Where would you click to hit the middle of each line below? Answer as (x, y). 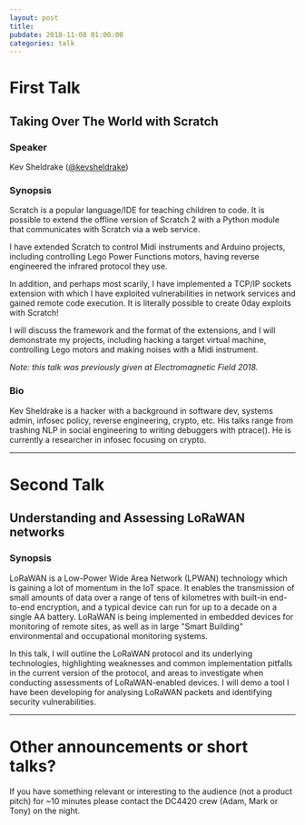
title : (22, 26)
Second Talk (57, 484)
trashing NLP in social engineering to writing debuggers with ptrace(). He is (151, 430)
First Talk (45, 88)
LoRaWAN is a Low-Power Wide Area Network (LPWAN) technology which (148, 578)
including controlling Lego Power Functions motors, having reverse (135, 257)
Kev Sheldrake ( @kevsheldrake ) (69, 167)
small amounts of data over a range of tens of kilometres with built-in (138, 597)
